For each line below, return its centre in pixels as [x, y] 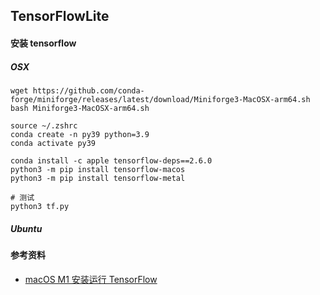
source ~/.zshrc [44, 125]
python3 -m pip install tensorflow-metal [98, 178]
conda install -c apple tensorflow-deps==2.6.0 [111, 160]
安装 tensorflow [43, 43]
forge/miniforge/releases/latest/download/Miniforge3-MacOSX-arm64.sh [160, 99]
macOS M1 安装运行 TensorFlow [91, 279]
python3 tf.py [40, 206]
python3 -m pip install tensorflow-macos [98, 169]
